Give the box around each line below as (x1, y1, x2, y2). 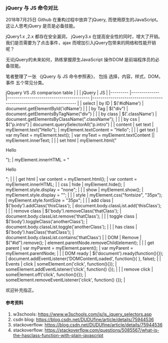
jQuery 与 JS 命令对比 (5, 4, 58, 11)
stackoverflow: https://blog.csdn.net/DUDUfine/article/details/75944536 (12, 322, 163, 328)
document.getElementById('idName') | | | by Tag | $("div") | (5, 106, 128, 112)
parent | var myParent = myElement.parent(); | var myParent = (5, 245, 133, 251)
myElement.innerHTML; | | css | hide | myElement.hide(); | (5, 181, 125, 188)
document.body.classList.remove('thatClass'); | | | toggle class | (5, 213, 137, 219)
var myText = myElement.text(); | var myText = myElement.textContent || (5, 132, 155, 138)
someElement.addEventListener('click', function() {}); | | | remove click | (5, 266, 153, 273)
